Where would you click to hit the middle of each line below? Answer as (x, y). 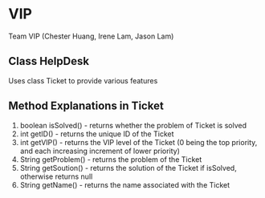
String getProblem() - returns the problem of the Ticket (111, 159)
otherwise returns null (56, 176)
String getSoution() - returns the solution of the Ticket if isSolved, (128, 168)
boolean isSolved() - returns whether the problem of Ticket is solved (133, 125)
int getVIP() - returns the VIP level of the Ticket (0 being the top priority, (139, 142)
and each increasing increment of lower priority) (100, 151)
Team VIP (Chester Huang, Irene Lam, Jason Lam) (91, 36)
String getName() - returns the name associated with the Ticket (125, 184)
